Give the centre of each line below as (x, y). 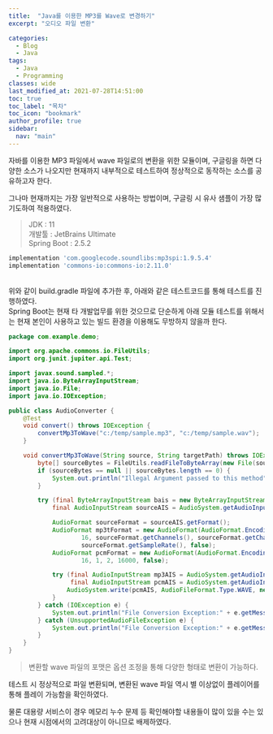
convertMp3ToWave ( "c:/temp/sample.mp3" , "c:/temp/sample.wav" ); (149, 434)
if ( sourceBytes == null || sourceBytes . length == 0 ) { (134, 471)
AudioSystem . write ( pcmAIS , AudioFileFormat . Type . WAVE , (161, 590)
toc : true (25, 98)
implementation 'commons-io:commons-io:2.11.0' (91, 266)
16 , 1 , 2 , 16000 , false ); (125, 560)
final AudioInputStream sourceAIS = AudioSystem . (137, 508)
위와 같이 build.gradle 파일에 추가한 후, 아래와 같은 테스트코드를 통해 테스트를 (131, 291)
